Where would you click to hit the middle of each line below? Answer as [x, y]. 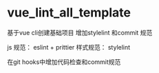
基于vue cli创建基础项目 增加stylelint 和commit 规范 [80, 32]
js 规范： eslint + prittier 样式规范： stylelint [69, 47]
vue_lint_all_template [69, 13]
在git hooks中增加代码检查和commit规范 [64, 62]
